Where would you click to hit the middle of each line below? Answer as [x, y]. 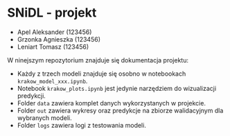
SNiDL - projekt [52, 13]
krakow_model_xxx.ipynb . [52, 80]
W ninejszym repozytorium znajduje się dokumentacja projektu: [98, 60]
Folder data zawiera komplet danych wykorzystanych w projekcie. [112, 103]
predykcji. [32, 96]
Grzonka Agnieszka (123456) [59, 39]
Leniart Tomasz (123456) [53, 46]
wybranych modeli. [44, 118]
